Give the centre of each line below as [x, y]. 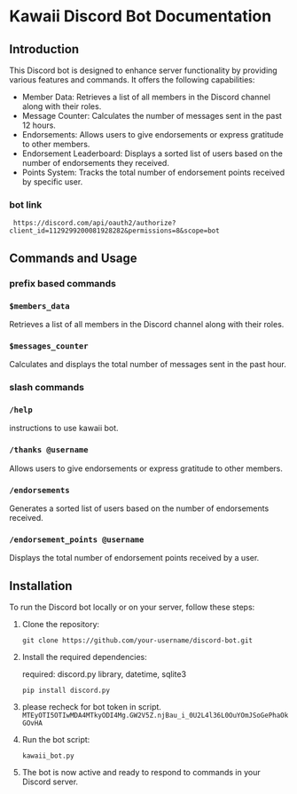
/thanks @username [49, 450]
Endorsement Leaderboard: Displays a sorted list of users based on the [152, 153]
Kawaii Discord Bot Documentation [141, 16]
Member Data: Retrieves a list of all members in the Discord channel [146, 97]
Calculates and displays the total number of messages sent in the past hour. [148, 365]
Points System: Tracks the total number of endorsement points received [153, 172]
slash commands [47, 388]
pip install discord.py [66, 691]
